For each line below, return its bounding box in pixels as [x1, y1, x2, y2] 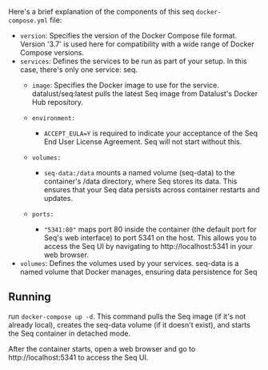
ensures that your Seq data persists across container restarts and [43, 185, 260, 195]
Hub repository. [31, 98, 84, 107]
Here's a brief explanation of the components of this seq [8, 7, 194, 16]
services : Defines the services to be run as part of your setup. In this [19, 56, 247, 66]
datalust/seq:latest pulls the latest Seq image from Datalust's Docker [31, 89, 258, 99]
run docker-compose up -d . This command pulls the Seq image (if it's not [8, 312, 246, 321]
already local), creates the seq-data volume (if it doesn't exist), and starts [8, 320, 250, 329]
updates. [43, 194, 74, 203]
